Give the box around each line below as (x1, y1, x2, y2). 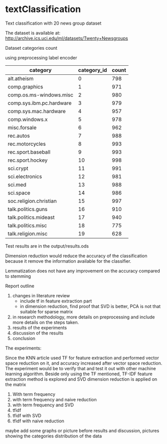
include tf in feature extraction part (20, 298, 92, 304)
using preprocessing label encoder (5, 54, 77, 61)
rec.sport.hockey (8, 157, 48, 164)
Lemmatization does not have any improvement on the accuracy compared (5, 268, 160, 274)
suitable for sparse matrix (20, 308, 73, 314)
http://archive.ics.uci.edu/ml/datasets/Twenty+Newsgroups (5, 35, 128, 41)
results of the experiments (12, 324, 67, 330)
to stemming (5, 273, 31, 279)
